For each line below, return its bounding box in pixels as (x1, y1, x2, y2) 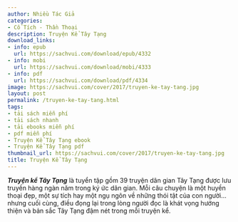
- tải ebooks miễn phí (7, 123, 75, 131)
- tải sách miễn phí (7, 110, 69, 117)
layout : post (7, 90, 46, 97)
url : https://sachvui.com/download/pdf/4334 (14, 76, 148, 84)
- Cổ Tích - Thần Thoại (7, 24, 78, 31)
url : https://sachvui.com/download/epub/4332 (14, 51, 152, 58)
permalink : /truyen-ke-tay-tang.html (7, 97, 120, 104)
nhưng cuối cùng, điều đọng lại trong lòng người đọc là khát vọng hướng (7, 198, 219, 207)
